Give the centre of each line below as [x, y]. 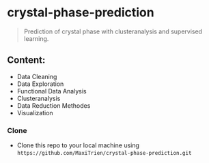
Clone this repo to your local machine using [78, 145]
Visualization [35, 113]
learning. [36, 38]
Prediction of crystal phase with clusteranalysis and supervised [113, 31]
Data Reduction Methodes [54, 105]
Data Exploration [40, 84]
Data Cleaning [37, 76]
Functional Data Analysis [52, 91]
